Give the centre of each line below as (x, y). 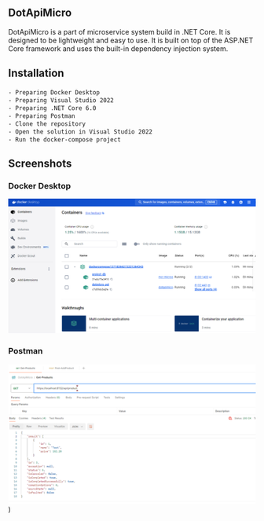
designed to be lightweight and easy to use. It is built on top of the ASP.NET (131, 40)
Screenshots (40, 164)
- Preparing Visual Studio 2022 (61, 100)
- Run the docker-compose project (65, 139)
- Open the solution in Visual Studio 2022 (81, 132)
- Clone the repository (47, 124)
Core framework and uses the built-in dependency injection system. (118, 48)
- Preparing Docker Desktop (54, 92)
